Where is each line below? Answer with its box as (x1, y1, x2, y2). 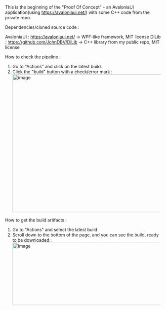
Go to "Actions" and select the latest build (12, 227, 98, 232)
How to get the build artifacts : (5, 217, 67, 223)
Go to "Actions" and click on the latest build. (12, 64, 102, 69)
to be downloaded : (12, 237, 52, 243)
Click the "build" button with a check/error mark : (12, 69, 113, 75)
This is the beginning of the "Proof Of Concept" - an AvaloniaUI (5, 4, 134, 10)
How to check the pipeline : (5, 54, 61, 60)
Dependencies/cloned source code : (5, 24, 80, 30)
